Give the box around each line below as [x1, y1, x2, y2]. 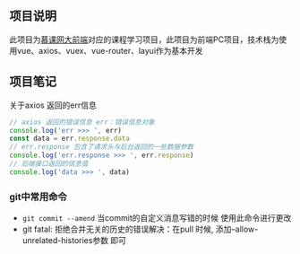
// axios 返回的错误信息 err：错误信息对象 [9, 118, 155, 127]
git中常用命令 [9, 190, 67, 203]
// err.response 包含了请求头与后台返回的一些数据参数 [9, 143, 194, 152]
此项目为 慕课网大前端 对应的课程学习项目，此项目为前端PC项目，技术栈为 [9, 34, 279, 45]
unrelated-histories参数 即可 [21, 235, 127, 246]
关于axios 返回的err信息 [9, 100, 97, 110]
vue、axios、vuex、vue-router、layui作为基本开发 [16, 45, 203, 56]
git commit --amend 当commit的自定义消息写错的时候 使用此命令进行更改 [21, 213, 292, 223]
